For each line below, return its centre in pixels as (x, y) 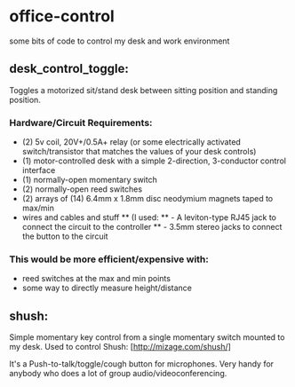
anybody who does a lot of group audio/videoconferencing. (118, 374)
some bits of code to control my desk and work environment (120, 41)
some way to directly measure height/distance (107, 288)
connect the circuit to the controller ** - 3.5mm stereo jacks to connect (152, 227)
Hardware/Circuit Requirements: (81, 122)
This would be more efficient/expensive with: (109, 259)
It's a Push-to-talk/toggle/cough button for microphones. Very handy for (141, 364)
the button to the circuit (65, 236)
